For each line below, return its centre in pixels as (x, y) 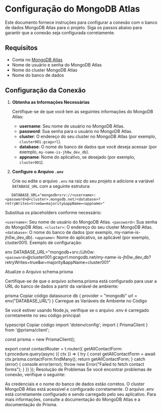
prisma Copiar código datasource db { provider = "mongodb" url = (71, 296)
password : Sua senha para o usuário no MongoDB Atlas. (76, 131)
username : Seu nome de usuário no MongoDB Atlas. (72, 126)
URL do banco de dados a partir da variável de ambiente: (62, 286)
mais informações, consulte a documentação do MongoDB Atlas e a (73, 399)
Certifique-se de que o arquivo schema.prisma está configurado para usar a (81, 281)
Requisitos (21, 48)
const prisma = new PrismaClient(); (40, 339)
